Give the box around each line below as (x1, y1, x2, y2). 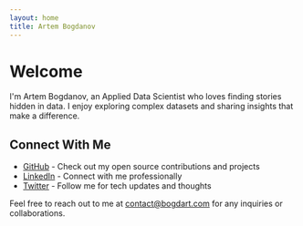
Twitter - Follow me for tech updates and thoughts (22, 180, 212, 191)
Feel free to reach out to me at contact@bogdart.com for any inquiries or (9, 198, 283, 210)
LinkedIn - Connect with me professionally (22, 170, 183, 182)
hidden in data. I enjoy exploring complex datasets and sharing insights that (9, 101, 294, 112)
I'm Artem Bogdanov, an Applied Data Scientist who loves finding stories (9, 91, 282, 102)
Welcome (9, 61, 83, 82)
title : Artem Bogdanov (9, 22, 96, 31)
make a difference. (9, 110, 80, 121)
